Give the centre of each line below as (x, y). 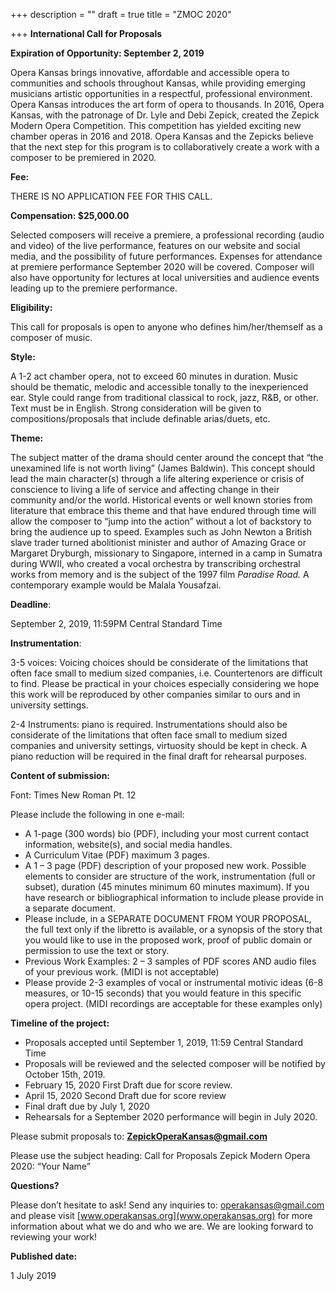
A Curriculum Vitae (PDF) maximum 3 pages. (117, 855)
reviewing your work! (54, 1237)
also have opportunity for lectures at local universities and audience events (165, 277)
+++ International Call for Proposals (86, 33)
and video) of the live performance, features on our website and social (155, 245)
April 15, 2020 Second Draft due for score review (125, 1095)
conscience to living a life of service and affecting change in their (145, 489)
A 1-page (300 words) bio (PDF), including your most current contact (167, 833)
